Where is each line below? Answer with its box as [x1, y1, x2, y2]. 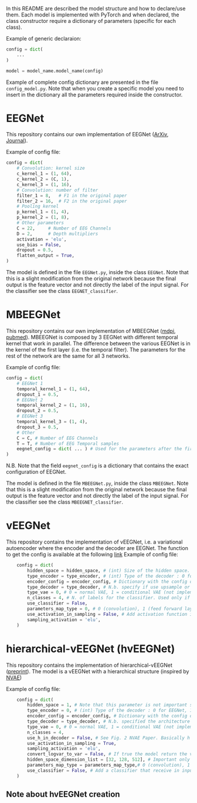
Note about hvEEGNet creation [6, 789, 120, 799]
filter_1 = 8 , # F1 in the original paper [16, 193, 127, 198]
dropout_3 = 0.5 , [16, 424, 59, 430]
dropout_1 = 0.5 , [16, 392, 59, 397]
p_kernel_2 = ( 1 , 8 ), [16, 214, 69, 221]
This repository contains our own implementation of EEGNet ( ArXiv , [6, 131, 169, 138]
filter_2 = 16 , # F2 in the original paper [16, 198, 127, 204]
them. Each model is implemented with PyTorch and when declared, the [6, 11, 179, 18]
